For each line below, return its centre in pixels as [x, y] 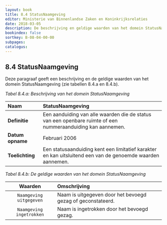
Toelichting [21, 156]
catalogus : [16, 47]
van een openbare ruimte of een [80, 121]
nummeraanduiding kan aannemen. [84, 127]
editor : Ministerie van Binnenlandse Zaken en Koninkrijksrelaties [77, 19]
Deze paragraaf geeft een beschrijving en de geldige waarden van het [77, 79]
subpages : [15, 42]
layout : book [19, 10]
